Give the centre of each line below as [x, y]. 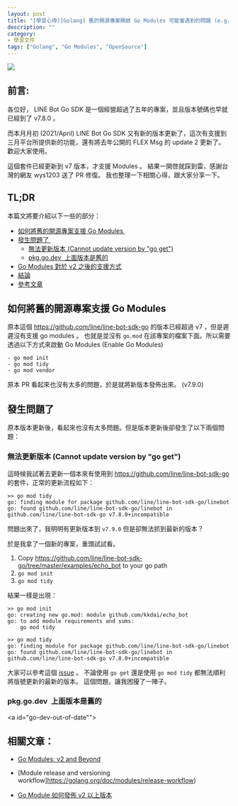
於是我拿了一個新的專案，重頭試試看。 [63, 543]
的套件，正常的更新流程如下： [51, 482]
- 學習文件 [21, 40]
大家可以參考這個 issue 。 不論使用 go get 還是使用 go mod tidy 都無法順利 [116, 672]
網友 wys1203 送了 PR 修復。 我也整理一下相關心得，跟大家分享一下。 [122, 175]
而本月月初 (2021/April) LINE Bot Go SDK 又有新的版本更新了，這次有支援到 [117, 133]
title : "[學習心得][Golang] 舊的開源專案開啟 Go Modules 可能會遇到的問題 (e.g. [119, 21]
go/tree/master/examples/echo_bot [69, 565]
